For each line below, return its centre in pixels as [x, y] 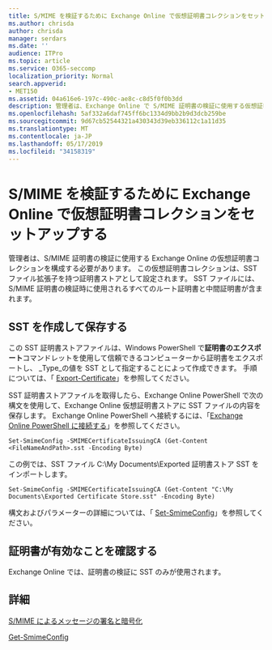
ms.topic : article [39, 62]
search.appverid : [38, 83]
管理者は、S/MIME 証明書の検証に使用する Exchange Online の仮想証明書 [131, 258]
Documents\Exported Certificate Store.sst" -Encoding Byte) [112, 497]
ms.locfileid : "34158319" [52, 151]
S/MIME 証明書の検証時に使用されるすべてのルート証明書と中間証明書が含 [132, 289]
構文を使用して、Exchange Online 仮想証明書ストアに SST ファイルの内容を [135, 406]
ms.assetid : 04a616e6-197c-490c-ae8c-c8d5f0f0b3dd [96, 99]
